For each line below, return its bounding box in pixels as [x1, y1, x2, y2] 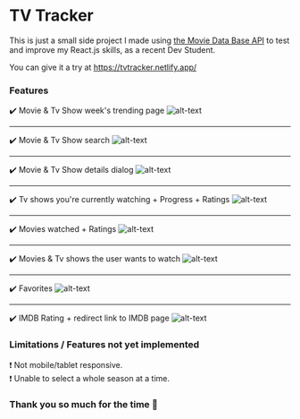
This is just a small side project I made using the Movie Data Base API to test [9, 35, 290, 46]
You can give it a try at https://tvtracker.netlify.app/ [9, 62, 197, 73]
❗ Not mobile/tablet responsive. [9, 359, 123, 370]
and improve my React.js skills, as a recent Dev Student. [9, 44, 216, 55]
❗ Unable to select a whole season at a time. [9, 372, 171, 383]
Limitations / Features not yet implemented [9, 338, 200, 351]
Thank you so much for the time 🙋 [9, 398, 158, 411]
